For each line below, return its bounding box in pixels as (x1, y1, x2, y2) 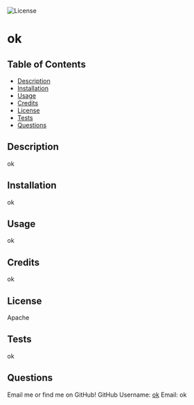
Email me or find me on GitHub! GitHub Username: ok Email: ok (7, 390, 187, 399)
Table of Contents (7, 58, 87, 70)
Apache (7, 313, 30, 322)
